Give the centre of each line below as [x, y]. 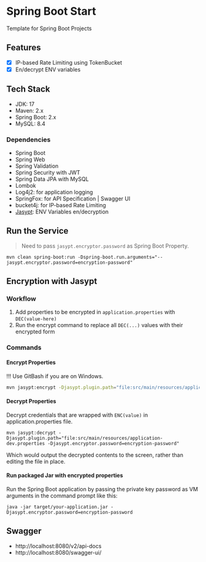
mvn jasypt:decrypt [31, 433]
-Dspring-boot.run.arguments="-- [120, 257]
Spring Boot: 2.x [36, 117]
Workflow [21, 299]
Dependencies [29, 140]
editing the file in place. [36, 461]
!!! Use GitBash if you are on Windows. [55, 376]
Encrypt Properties [31, 362]
